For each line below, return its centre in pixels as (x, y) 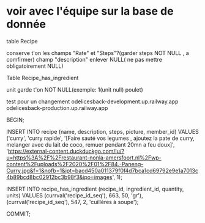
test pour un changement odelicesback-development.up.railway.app (92, 101)
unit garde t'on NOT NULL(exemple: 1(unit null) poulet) (75, 89)
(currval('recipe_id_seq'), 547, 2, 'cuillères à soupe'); (73, 202)
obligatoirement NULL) (35, 66)
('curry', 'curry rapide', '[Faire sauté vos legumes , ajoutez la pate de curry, (100, 138)
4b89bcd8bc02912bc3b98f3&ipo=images (59, 177)
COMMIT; (18, 214)
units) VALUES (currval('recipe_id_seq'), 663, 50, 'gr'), (75, 195)
